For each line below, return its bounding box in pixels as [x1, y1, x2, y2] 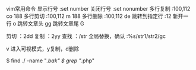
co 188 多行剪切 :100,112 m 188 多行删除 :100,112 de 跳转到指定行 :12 [6, 12, 172, 20]
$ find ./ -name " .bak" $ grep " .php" [6, 57, 95, 64]
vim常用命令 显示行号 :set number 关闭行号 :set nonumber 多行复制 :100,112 [6, 5, 191, 12]
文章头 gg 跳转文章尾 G [27, 20, 84, 27]
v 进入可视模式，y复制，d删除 [6, 45, 80, 52]
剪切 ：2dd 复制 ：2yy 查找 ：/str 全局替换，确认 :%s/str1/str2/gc [6, 33, 166, 40]
